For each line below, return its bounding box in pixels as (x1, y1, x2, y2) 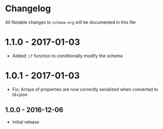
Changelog (5, 3, 51, 14)
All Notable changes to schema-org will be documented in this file (5, 19, 136, 25)
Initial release (12, 119, 39, 125)
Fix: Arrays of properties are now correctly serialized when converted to (12, 86, 159, 92)
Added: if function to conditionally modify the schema (12, 53, 123, 59)
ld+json (12, 92, 28, 97)
